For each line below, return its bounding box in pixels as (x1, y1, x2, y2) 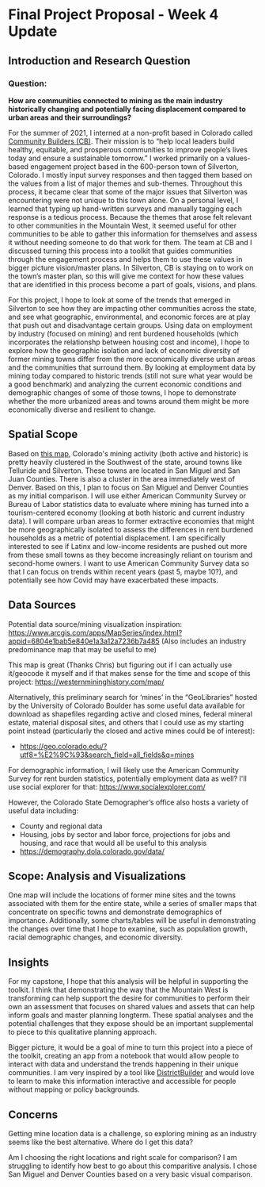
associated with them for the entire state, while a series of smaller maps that (8, 899, 257, 908)
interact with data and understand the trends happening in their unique (8, 1059, 239, 1069)
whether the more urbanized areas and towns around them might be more (8, 396, 249, 405)
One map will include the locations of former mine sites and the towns (8, 890, 236, 900)
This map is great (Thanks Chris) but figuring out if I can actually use (8, 660, 233, 670)
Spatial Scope (8, 428, 78, 441)
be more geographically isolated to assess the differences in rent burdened (8, 524, 253, 534)
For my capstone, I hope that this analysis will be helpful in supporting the (8, 977, 249, 986)
